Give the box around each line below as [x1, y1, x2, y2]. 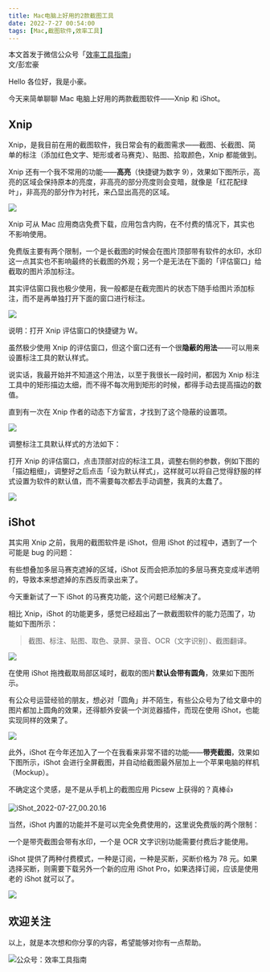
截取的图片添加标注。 [8, 267, 79, 276]
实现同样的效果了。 [8, 716, 72, 725]
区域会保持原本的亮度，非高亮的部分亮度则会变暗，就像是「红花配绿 [22, 178, 247, 187]
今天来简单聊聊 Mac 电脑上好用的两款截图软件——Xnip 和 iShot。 [8, 94, 225, 104]
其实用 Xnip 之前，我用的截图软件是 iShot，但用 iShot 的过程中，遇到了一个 [8, 537, 257, 547]
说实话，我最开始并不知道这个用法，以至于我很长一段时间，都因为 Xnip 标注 [8, 370, 260, 380]
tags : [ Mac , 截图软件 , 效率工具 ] [8, 27, 104, 35]
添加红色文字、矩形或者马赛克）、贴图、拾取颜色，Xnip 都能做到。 [43, 150, 261, 160]
